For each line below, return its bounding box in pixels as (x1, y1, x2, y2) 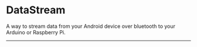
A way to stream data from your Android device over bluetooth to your (6, 23, 176, 30)
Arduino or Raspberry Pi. (6, 28, 66, 35)
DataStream (6, 3, 66, 17)
